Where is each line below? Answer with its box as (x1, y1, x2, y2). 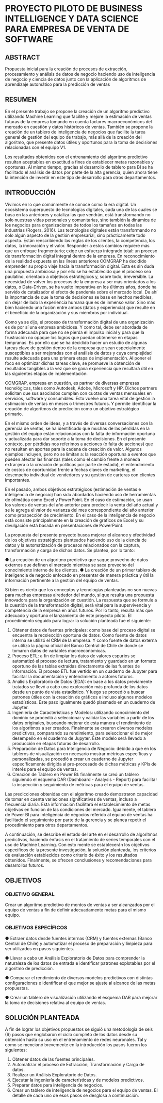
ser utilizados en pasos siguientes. (5, 945, 74, 951)
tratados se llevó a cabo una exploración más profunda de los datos (12, 683, 148, 689)
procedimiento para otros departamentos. (5, 822, 89, 827)
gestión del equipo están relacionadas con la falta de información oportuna (5, 430, 155, 437)
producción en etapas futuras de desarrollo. (12, 740, 100, 746)
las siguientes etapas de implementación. (5, 371, 88, 376)
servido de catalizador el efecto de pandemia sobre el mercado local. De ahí (5, 289, 158, 295)
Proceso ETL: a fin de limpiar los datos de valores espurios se (12, 653, 136, 659)
